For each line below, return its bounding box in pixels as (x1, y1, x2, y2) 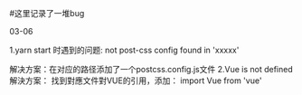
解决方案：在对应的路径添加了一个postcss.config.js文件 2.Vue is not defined (9, 64, 294, 74)
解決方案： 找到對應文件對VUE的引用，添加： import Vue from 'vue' (9, 75, 262, 86)
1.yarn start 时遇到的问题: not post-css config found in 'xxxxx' (9, 44, 240, 55)
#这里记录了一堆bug (9, 8, 85, 18)
